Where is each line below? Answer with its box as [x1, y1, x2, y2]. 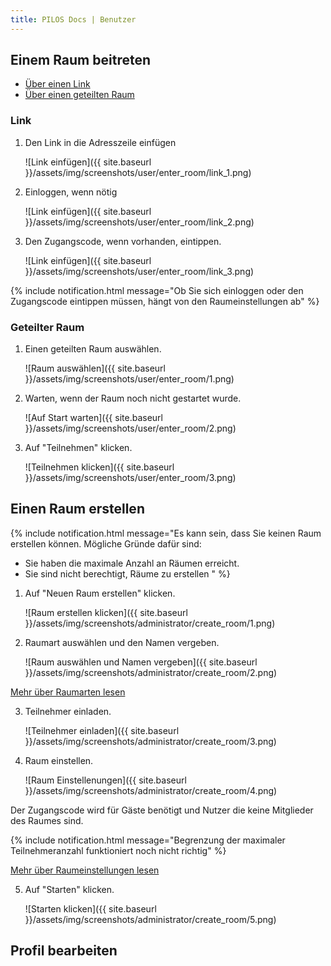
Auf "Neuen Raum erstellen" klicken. [24, 587, 176, 599]
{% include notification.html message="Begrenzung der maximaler [10, 834, 286, 846]
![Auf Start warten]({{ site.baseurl [24, 412, 163, 424]
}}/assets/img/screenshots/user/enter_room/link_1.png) [24, 166, 252, 178]
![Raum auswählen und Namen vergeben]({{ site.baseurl [24, 656, 258, 668]
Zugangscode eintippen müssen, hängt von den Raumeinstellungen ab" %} [10, 295, 320, 307]
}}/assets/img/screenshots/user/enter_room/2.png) [24, 422, 237, 435]
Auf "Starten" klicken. [24, 883, 115, 895]
